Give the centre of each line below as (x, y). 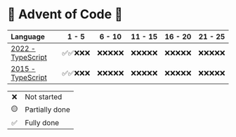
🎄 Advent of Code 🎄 (65, 14)
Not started (44, 96)
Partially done (47, 110)
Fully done (42, 122)
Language (28, 37)
